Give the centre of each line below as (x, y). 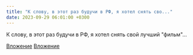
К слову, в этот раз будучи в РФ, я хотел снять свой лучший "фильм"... (97, 34)
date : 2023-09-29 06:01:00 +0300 (48, 17)
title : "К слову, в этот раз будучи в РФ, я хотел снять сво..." (89, 12)
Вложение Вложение (33, 46)
